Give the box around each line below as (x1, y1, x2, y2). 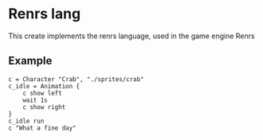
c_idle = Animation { (8, 82, 80, 90)
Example (8, 54, 53, 68)
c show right (22, 103, 66, 111)
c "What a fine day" (8, 124, 77, 132)
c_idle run (8, 117, 45, 125)
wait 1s (22, 96, 48, 104)
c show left (22, 89, 62, 97)
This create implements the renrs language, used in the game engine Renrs (8, 31, 255, 41)
